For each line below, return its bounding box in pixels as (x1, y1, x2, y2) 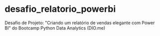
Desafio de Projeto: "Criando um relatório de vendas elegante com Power (4, 20, 155, 26)
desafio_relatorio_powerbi (4, 3, 116, 15)
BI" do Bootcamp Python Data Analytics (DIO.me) (4, 25, 105, 31)
